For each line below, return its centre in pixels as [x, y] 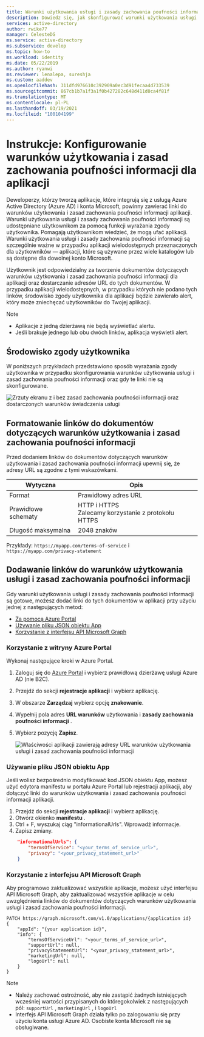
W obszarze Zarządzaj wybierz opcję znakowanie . [79, 703]
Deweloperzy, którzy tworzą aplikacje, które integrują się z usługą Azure [97, 200]
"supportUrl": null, [54, 946]
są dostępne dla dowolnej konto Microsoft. [59, 258]
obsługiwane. [32, 1027]
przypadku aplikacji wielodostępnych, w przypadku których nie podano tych [102, 290]
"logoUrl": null [49, 961]
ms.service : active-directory [45, 40]
